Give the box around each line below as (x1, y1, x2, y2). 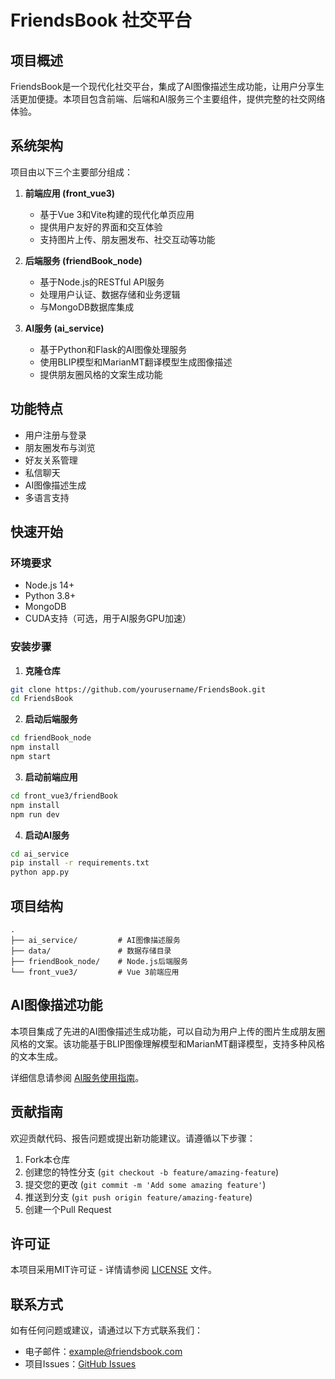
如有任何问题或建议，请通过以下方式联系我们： (10, 1324, 203, 1336)
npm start (10, 752, 52, 762)
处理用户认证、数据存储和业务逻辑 (39, 288, 181, 300)
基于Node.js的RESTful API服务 (39, 276, 165, 288)
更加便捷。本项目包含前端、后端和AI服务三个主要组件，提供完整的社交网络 (18, 93, 326, 105)
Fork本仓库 (24, 1153, 71, 1165)
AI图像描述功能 (10, 997, 103, 1014)
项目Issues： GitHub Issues (24, 1358, 137, 1370)
